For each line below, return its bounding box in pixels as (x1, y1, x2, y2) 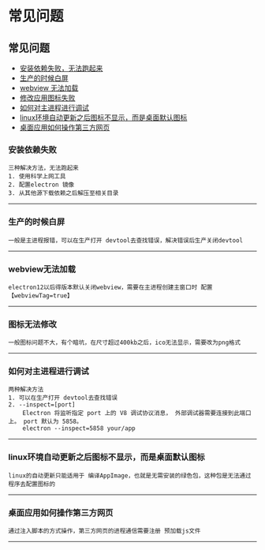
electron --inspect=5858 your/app (22, 425, 136, 432)
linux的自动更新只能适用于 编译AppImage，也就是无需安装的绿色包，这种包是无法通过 (8, 471, 252, 480)
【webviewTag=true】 (8, 291, 73, 300)
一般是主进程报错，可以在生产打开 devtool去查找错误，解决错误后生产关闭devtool (8, 236, 243, 245)
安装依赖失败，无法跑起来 (19, 64, 103, 73)
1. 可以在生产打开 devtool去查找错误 (8, 394, 118, 402)
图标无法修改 (8, 319, 58, 330)
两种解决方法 (8, 386, 44, 394)
